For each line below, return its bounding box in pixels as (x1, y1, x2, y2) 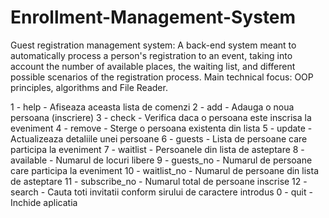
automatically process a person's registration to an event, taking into (10, 49, 293, 61)
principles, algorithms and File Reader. (10, 81, 168, 93)
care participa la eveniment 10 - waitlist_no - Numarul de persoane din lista (10, 164, 320, 176)
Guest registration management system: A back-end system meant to (10, 39, 297, 51)
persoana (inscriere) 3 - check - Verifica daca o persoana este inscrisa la (10, 111, 312, 123)
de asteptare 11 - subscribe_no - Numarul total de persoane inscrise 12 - (10, 175, 308, 187)
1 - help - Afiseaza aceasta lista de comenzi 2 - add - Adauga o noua (10, 101, 295, 113)
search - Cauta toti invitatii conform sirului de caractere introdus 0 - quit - (10, 186, 313, 198)
